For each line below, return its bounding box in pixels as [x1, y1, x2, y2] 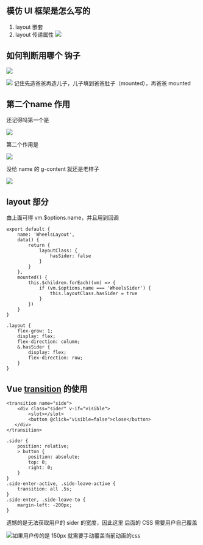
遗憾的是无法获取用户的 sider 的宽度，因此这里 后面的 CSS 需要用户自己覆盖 [6, 519, 198, 527]
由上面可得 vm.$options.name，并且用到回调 [6, 214, 119, 222]
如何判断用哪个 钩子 [6, 51, 80, 61]
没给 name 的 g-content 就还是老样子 [6, 165, 99, 173]
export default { [6, 226, 51, 233]
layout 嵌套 [15, 23, 43, 31]
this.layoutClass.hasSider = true [49, 290, 138, 297]
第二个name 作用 [6, 99, 70, 110]
